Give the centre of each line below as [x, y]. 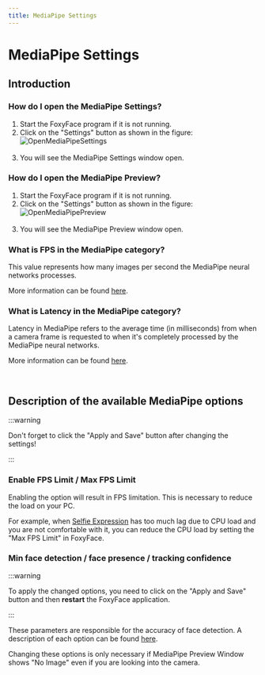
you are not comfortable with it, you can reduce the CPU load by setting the [131, 529]
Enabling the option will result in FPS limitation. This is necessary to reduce [131, 497]
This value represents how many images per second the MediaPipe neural [129, 267]
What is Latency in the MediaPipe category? [95, 312]
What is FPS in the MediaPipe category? [87, 249]
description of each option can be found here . [83, 639]
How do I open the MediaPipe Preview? [84, 178]
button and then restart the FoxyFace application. [89, 599]
